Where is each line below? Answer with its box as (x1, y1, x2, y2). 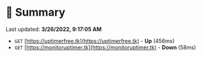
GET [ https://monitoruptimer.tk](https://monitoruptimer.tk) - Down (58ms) (14, 44, 197, 51)
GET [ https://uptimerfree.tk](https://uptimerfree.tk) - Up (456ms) (14, 37, 175, 44)
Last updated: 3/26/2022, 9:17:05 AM (5, 25, 102, 33)
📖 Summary (5, 5, 66, 19)
